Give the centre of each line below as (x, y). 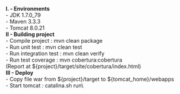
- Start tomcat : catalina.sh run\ (45, 86)
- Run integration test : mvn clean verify (55, 53)
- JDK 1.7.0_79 (23, 15)
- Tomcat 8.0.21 (25, 28)
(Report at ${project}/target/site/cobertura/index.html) (73, 66)
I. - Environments (28, 9)
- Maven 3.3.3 (23, 21)
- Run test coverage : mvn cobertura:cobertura (64, 60)
